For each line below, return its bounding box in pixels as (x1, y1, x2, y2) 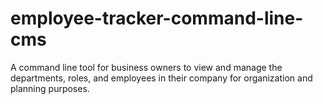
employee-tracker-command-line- (10, 7, 304, 30)
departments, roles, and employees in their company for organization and (10, 72, 313, 84)
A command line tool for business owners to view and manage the (10, 61, 283, 73)
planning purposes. (10, 82, 90, 94)
